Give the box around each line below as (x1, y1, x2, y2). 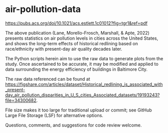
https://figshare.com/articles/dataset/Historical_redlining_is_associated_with (5, 81, 163, 87)
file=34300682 (5, 97, 37, 103)
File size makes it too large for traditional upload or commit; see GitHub (5, 107, 152, 113)
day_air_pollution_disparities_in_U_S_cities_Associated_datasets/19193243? (5, 92, 160, 98)
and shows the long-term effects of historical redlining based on (5, 40, 138, 46)
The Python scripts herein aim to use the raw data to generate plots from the (5, 55, 163, 61)
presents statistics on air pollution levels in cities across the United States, (5, 35, 158, 41)
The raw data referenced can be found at (5, 76, 90, 82)
